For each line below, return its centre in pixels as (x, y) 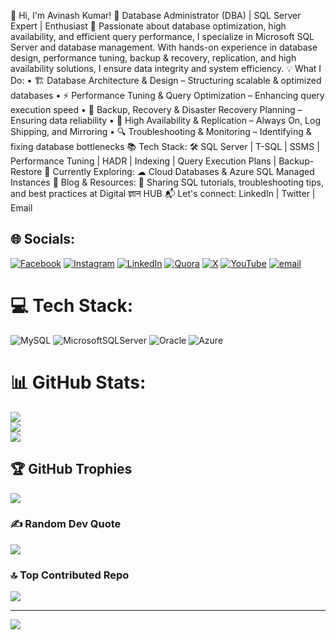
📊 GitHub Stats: (78, 382)
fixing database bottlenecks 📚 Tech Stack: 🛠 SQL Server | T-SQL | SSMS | (165, 146)
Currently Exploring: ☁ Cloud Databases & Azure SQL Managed (183, 171)
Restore (26, 171)
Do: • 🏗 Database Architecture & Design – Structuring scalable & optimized (166, 80)
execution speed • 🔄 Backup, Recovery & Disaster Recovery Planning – (156, 109)
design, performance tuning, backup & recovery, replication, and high (153, 58)
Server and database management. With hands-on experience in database (164, 47)
